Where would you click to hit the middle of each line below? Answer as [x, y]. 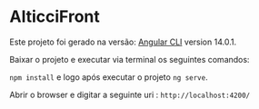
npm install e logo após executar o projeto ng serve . [109, 77]
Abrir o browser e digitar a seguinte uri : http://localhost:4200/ [130, 94]
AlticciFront [55, 17]
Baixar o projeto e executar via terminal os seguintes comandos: [129, 59]
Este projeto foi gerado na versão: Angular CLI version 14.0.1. [123, 42]
